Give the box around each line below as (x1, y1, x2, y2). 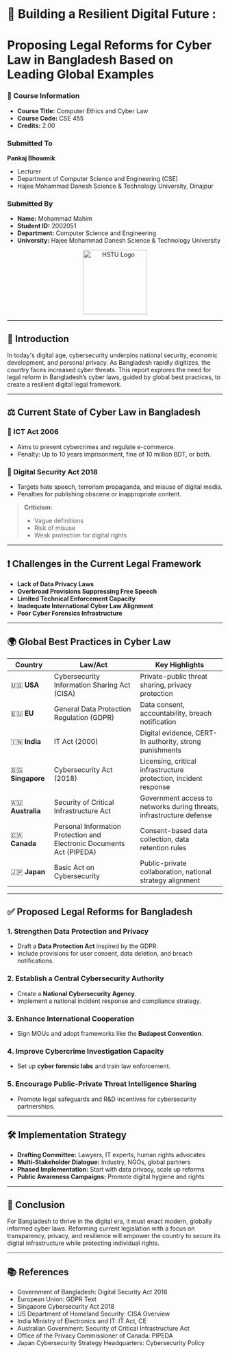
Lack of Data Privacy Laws (16, 579, 94, 588)
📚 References (7, 1266, 69, 1278)
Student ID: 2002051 (16, 222, 77, 230)
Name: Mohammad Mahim (16, 215, 92, 223)
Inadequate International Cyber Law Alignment (16, 601, 154, 609)
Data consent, (140, 699, 185, 709)
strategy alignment (140, 875, 201, 885)
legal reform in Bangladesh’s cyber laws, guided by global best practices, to (7, 373, 221, 381)
